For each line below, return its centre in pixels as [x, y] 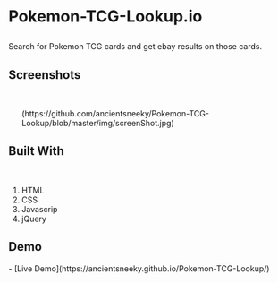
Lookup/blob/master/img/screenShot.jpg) [98, 123]
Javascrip [39, 209]
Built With [36, 151]
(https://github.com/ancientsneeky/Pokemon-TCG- [115, 113]
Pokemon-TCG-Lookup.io [105, 17]
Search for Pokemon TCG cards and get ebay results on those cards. [135, 47]
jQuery [34, 219]
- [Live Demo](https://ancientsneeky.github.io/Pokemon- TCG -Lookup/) [139, 268]
